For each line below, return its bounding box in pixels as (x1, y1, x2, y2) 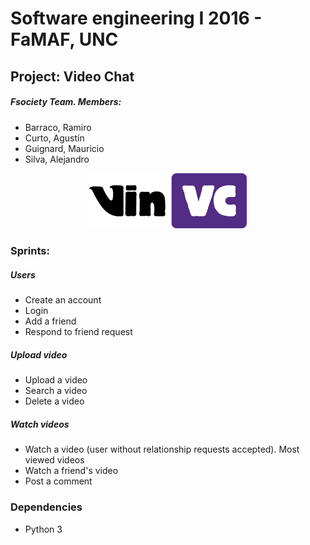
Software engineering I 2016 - (10, 7, 263, 30)
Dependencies (10, 500, 83, 514)
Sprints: (10, 244, 50, 258)
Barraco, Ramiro (24, 121, 92, 133)
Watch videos (10, 418, 70, 430)
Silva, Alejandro (24, 153, 90, 165)
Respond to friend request (24, 326, 133, 338)
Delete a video (24, 395, 85, 407)
